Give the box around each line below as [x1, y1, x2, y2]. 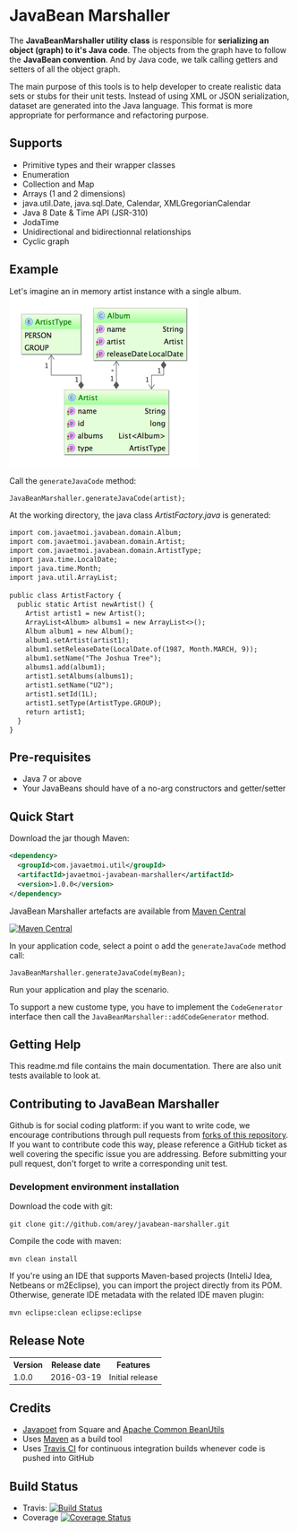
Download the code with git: [9, 1201, 114, 1212]
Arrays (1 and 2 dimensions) [21, 188, 126, 198]
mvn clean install [9, 1255, 78, 1264]
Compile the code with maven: [9, 1236, 122, 1247]
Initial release [108, 1372, 158, 1383]
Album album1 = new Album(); [25, 626, 134, 635]
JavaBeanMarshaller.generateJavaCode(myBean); [9, 968, 186, 977]
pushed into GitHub [21, 1453, 95, 1464]
